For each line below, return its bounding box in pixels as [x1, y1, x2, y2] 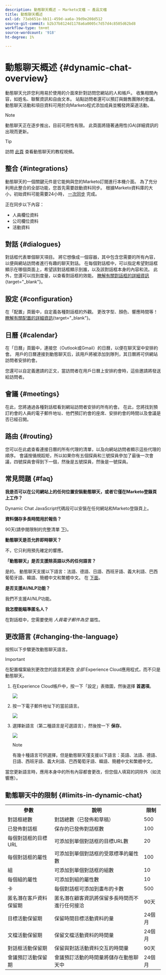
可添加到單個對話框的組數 [54, 867, 114, 874]
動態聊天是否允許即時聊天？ [5, 537, 62, 543]
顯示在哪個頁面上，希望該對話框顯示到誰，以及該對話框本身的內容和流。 [5, 267, 152, 273]
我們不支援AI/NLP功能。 [5, 596, 54, 602]
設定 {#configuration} [5, 295, 73, 303]
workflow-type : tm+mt [5, 26, 50, 31]
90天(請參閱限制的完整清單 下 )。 [5, 526, 72, 532]
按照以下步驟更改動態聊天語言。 [5, 647, 70, 652]
